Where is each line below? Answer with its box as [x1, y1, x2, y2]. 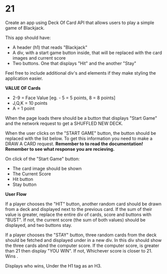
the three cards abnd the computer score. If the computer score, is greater [5, 242, 159, 248]
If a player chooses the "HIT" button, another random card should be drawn [5, 201, 162, 207]
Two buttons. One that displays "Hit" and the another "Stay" [12, 60, 136, 66]
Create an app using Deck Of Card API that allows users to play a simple [5, 20, 154, 26]
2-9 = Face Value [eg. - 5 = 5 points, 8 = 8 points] [12, 95, 116, 101]
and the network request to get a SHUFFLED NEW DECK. [5, 120, 123, 126]
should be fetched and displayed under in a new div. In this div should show [5, 237, 162, 243]
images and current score [12, 55, 66, 61]
